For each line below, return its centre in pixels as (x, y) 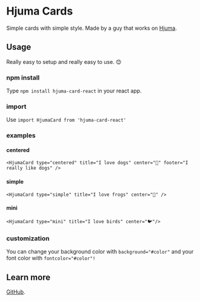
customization (28, 238)
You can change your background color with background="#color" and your (100, 252)
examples (21, 136)
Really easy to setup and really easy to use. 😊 (64, 61)
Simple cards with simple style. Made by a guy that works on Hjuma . (92, 28)
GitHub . (16, 292)
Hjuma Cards (40, 11)
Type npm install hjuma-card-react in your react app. (74, 91)
